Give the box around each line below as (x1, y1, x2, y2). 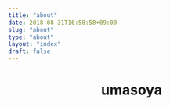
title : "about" (8, 11, 58, 19)
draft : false (8, 48, 51, 55)
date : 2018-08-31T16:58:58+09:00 (8, 19, 118, 26)
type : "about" (8, 33, 55, 41)
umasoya (100, 81, 163, 99)
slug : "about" (8, 26, 55, 34)
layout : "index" (8, 41, 61, 48)
